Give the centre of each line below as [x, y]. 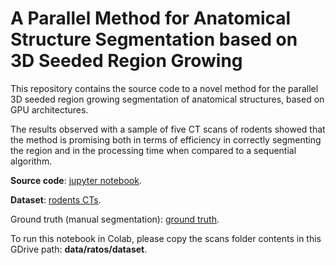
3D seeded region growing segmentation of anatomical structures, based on [167, 99]
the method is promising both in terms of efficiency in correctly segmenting [166, 139]
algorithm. [31, 161]
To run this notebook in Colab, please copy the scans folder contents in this [166, 238]
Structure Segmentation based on [154, 39]
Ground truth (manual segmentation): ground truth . [115, 219]
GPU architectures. [49, 109]
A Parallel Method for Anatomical [151, 18]
